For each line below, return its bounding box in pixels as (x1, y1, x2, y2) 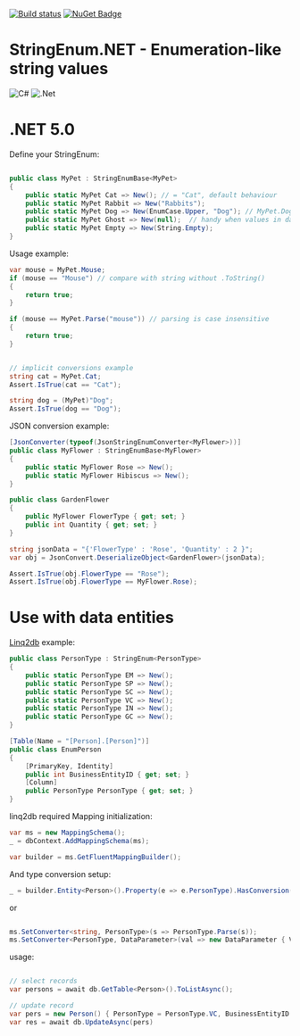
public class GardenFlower (9, 495, 110, 504)
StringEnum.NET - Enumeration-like (9, 40, 282, 60)
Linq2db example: (9, 637, 76, 648)
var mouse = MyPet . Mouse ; (9, 265, 105, 274)
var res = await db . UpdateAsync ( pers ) (9, 1017, 154, 1026)
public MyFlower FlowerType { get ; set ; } (25, 512, 186, 521)
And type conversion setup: (9, 868, 112, 879)
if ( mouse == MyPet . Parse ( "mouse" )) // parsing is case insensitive (9, 315, 270, 324)
